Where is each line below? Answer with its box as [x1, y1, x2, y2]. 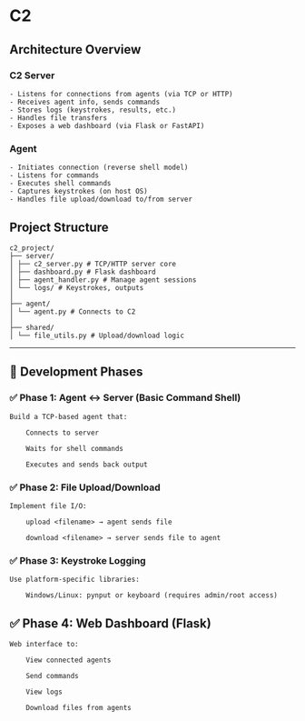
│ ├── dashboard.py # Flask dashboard [9, 267, 156, 276]
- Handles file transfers [9, 113, 107, 123]
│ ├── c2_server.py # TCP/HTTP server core [9, 259, 177, 268]
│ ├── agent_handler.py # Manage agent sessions [9, 275, 197, 285]
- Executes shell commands [9, 179, 112, 188]
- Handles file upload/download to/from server [9, 195, 193, 205]
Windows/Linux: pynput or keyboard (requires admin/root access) [25, 591, 279, 600]
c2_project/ [9, 243, 54, 253]
